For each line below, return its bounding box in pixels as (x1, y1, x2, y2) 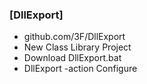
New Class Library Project (23, 41, 132, 53)
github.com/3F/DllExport (23, 31, 126, 43)
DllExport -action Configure (23, 63, 138, 75)
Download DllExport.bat (23, 52, 122, 64)
